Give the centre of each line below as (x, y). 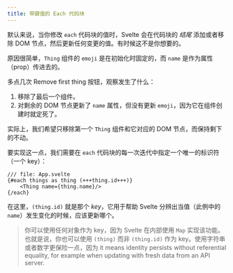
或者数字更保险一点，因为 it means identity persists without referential (125, 247)
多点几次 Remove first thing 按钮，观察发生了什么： (81, 82)
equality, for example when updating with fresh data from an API (117, 255)
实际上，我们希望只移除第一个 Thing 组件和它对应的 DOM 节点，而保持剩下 (115, 128)
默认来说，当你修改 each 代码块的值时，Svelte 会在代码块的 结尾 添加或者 (113, 34)
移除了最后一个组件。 (48, 96)
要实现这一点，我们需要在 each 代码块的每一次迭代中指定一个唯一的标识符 (113, 152)
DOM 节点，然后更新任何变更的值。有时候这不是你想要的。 (100, 43)
